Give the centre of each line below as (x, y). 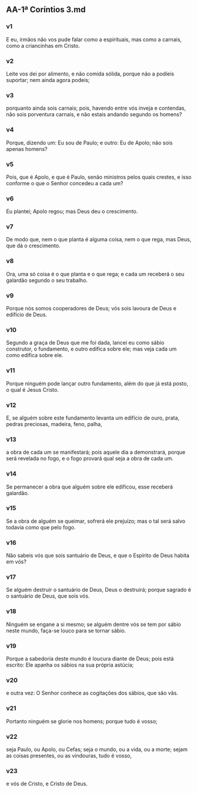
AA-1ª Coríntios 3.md (46, 10)
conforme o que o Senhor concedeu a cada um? (65, 183)
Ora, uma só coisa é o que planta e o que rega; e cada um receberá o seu (95, 274)
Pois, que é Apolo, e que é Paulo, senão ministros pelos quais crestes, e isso (99, 177)
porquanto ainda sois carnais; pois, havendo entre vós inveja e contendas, (96, 108)
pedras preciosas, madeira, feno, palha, (54, 424)
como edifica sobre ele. (35, 355)
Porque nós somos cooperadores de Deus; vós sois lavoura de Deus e (91, 309)
